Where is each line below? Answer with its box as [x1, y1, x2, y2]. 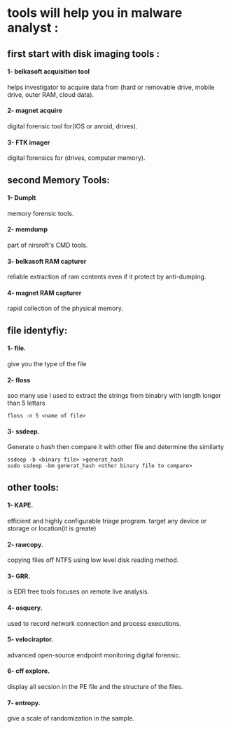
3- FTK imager [7, 138, 50, 147]
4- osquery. [7, 603, 43, 612]
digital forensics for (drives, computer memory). [7, 154, 146, 162]
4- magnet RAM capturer [7, 288, 82, 297]
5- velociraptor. [7, 635, 54, 643]
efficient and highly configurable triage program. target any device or [7, 516, 207, 525]
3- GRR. [7, 572, 31, 580]
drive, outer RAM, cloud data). [7, 90, 94, 99]
